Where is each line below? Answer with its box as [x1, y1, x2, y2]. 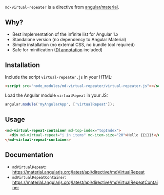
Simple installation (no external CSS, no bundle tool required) [12, 42, 135, 47]
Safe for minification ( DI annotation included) [12, 46, 102, 53]
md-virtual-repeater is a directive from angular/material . [5, 4, 120, 10]
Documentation [5, 151, 54, 159]
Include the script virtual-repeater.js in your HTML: [5, 74, 113, 80]
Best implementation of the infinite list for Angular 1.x [12, 31, 119, 37]
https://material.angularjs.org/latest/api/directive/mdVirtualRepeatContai [12, 179, 158, 185]
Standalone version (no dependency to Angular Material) [12, 36, 126, 42]
